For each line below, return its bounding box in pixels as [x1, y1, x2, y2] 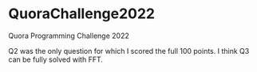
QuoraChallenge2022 [8, 5, 156, 23]
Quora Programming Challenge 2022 [8, 31, 129, 40]
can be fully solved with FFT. [8, 55, 104, 64]
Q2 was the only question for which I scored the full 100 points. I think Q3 [8, 46, 250, 55]
